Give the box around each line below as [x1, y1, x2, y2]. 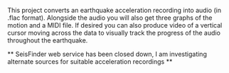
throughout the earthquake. [7, 36, 88, 45]
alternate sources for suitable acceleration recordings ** [7, 57, 173, 66]
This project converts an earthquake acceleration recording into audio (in [7, 6, 222, 14]
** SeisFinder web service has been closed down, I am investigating [7, 50, 208, 58]
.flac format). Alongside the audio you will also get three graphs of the [7, 13, 213, 22]
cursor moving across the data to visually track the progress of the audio [7, 28, 220, 37]
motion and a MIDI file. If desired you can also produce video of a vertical [7, 21, 223, 29]
